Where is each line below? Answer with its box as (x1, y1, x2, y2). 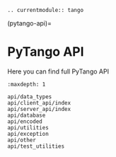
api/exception (7, 130, 50, 137)
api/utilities (7, 124, 50, 131)
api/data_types (7, 93, 52, 100)
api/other (7, 136, 37, 144)
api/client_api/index (7, 99, 71, 106)
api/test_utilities (7, 142, 65, 150)
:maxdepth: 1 (7, 81, 46, 88)
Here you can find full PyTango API (7, 67, 110, 76)
